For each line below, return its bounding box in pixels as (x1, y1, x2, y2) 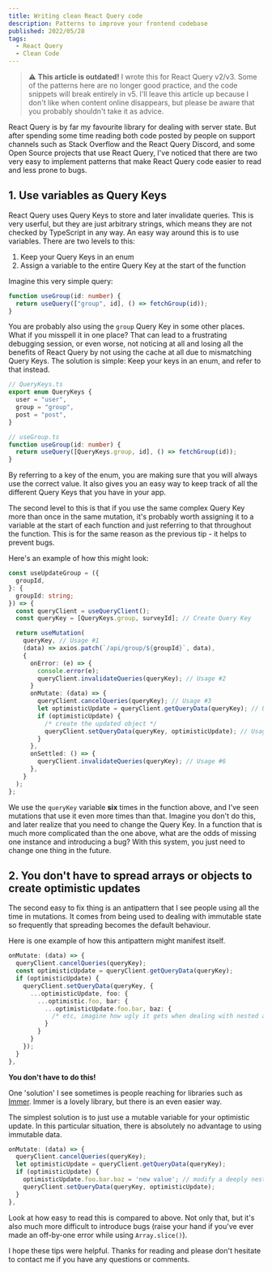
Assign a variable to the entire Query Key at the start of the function (19, 261, 246, 270)
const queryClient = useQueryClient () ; (15, 606, 151, 615)
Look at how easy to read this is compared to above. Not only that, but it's (8, 1213, 255, 1222)
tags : (8, 34, 27, 43)
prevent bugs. (8, 537, 55, 548)
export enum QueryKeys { (8, 388, 92, 396)
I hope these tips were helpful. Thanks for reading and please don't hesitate (8, 1245, 261, 1255)
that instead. (8, 364, 50, 374)
